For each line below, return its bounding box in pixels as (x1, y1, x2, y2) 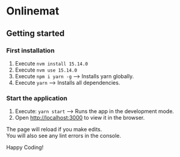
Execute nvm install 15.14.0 (14, 60, 88, 67)
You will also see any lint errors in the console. (6, 132, 122, 140)
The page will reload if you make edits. (6, 126, 102, 133)
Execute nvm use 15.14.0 (14, 66, 77, 73)
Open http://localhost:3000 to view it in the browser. (14, 114, 145, 122)
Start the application (6, 94, 67, 102)
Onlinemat (6, 4, 60, 18)
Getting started (6, 28, 65, 38)
